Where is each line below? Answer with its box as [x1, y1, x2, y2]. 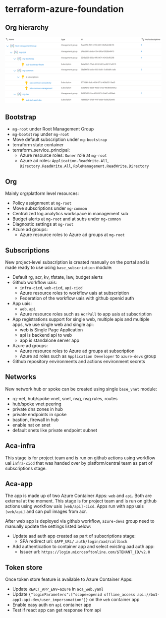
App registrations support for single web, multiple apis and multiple [12, 316, 150, 322]
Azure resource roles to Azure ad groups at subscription [19, 348, 135, 354]
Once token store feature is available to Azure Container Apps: [5, 576, 133, 582]
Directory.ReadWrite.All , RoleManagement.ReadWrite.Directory [19, 163, 149, 169]
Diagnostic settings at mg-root [12, 221, 74, 227]
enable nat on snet [12, 422, 51, 428]
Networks [5, 373, 36, 381]
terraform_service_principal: [12, 147, 70, 153]
